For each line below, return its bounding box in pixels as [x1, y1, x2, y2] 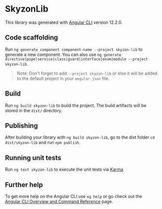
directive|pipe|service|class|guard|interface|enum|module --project [5, 57, 148, 62]
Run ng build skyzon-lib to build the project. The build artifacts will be [5, 102, 147, 108]
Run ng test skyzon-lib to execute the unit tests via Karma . [5, 166, 125, 173]
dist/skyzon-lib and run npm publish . [5, 140, 81, 145]
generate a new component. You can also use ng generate [5, 51, 121, 57]
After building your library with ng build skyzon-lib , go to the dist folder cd [5, 134, 155, 140]
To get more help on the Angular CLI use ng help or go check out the [5, 193, 142, 199]
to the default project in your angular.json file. [16, 75, 110, 81]
